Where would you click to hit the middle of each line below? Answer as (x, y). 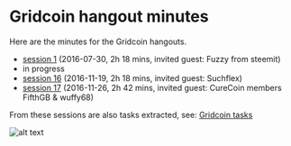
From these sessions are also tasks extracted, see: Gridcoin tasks (131, 114)
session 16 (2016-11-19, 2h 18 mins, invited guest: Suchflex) (132, 78)
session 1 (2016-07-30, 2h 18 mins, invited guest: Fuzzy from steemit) (151, 59)
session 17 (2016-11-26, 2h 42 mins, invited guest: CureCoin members (152, 87)
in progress (43, 68)
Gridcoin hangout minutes (109, 17)
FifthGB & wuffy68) (58, 97)
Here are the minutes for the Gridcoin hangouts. (98, 41)
